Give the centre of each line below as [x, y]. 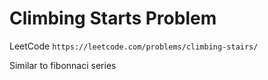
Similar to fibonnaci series [63, 65]
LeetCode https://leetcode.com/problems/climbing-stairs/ [134, 46]
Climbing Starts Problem [113, 18]
